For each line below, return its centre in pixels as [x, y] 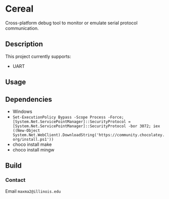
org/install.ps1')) [33, 139]
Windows [22, 111]
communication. [22, 28]
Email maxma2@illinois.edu [33, 191]
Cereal [19, 9]
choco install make [32, 144]
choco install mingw [33, 149]
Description [24, 44]
